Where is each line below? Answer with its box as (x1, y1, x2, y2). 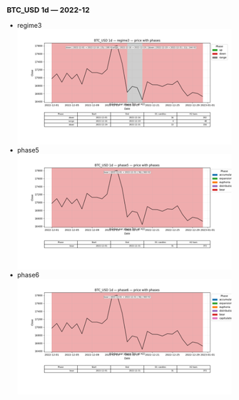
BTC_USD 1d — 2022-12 (6, 5, 90, 15)
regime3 (16, 21, 42, 30)
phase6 (16, 270, 40, 279)
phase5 (16, 146, 40, 155)
